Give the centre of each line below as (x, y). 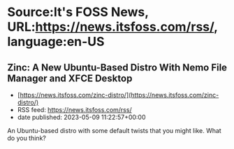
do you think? (27, 138)
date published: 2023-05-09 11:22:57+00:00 (81, 117)
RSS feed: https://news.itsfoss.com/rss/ (74, 110)
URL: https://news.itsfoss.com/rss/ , (112, 27)
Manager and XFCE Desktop (70, 78)
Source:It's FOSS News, (78, 12)
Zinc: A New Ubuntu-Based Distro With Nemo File (117, 67)
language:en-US (56, 42)
